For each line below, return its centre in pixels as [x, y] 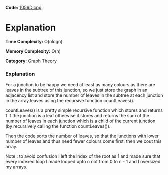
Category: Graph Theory [31, 61]
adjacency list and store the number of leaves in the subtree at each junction [85, 95]
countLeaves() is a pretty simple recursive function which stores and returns [84, 110]
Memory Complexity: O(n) [33, 51]
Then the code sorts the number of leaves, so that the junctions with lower [82, 136]
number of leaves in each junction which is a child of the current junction [80, 121]
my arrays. [16, 167]
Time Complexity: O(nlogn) [34, 41]
